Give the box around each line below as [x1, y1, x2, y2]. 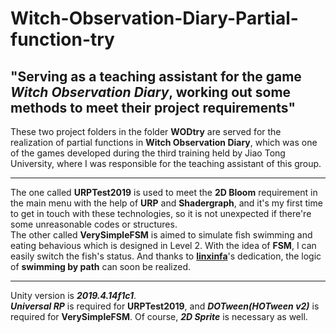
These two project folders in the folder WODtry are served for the [10, 126, 282, 137]
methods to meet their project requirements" [10, 99, 297, 116]
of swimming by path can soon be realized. [10, 261, 192, 272]
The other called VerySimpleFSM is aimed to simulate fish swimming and [10, 229, 313, 241]
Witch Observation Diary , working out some [10, 83, 292, 101]
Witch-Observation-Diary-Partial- [10, 7, 299, 30]
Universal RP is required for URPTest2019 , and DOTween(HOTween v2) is [10, 300, 320, 312]
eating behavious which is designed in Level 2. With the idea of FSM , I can [10, 240, 317, 251]
